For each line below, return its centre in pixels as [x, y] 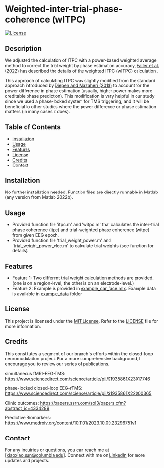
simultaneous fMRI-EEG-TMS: [35, 373]
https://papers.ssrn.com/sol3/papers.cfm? [83, 403]
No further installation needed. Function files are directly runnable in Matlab [82, 192]
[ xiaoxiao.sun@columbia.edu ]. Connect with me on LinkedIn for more [75, 455]
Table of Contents [33, 127]
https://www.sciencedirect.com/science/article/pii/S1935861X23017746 [78, 379]
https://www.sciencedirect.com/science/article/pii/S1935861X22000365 [78, 393]
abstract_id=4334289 [27, 408]
